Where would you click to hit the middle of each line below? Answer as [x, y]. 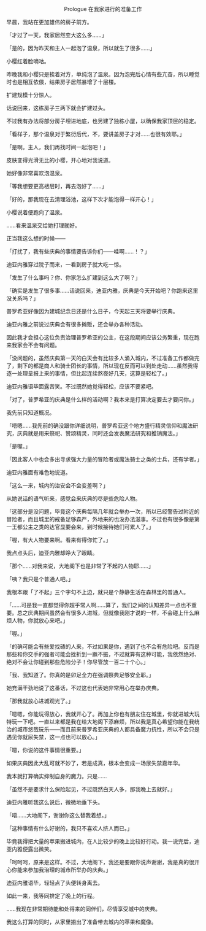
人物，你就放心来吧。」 [40, 620]
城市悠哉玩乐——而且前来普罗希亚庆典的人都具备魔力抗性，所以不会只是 [108, 729]
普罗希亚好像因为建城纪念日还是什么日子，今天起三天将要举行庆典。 [92, 311]
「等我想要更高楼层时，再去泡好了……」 [57, 186]
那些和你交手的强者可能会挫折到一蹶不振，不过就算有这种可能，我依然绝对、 [103, 654]
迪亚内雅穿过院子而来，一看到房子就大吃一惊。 [65, 265]
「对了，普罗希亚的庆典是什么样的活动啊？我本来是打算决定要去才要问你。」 [102, 400]
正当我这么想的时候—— [36, 238]
